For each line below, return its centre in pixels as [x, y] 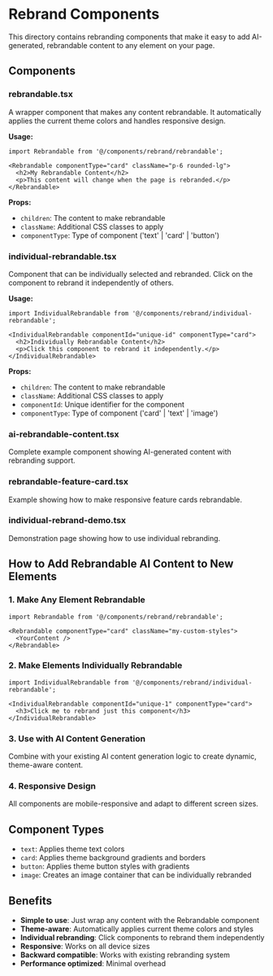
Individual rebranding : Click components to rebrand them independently [142, 938]
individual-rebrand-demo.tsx [67, 521]
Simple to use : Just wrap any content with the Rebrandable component [140, 921]
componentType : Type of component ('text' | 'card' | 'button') [120, 235]
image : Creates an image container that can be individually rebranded [136, 875]
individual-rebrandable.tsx [63, 256]
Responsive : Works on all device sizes [85, 947]
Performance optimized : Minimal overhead [93, 964]
